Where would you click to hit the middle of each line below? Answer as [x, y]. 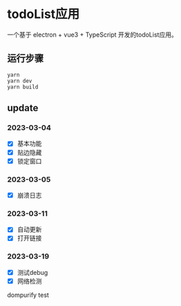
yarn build [23, 87]
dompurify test [28, 295]
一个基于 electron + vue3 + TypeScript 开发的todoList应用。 [92, 35]
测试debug [32, 272]
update [23, 108]
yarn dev [20, 81]
